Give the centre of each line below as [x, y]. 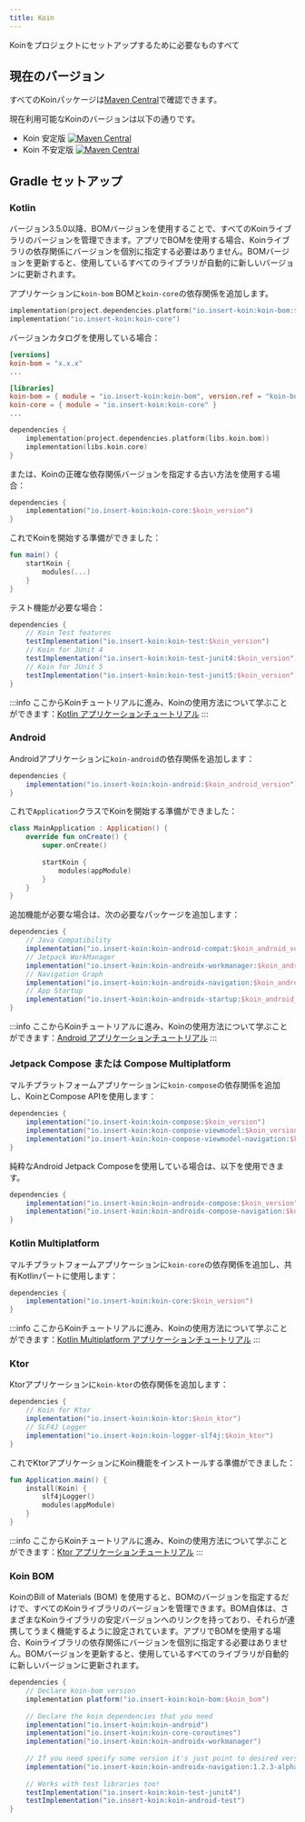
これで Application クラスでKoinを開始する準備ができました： [123, 811]
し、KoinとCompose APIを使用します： [83, 1096]
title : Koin [32, 18]
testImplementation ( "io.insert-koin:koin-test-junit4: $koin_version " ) [162, 658]
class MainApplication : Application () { [89, 828]
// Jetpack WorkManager [71, 957]
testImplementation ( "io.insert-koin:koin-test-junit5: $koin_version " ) [162, 675]
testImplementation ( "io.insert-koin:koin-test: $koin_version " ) [148, 642]
